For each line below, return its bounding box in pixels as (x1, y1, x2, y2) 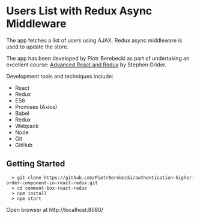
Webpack (14, 122, 39, 129)
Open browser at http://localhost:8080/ (6, 206, 104, 213)
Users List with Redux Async (6, 4, 153, 18)
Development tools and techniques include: (6, 72, 114, 80)
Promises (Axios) (14, 103, 58, 110)
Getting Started (6, 159, 65, 169)
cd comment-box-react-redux (17, 185, 87, 191)
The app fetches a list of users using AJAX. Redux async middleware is (6, 36, 183, 44)
